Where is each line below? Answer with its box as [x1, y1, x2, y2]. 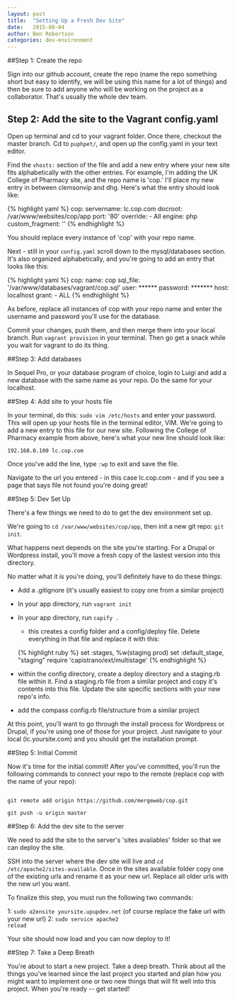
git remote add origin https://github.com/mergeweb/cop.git [7, 797, 189, 804]
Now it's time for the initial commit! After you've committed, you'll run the [7, 762, 221, 770]
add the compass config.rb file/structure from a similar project [17, 706, 200, 714]
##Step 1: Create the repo [7, 56, 83, 64]
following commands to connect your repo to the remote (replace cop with [7, 770, 224, 778]
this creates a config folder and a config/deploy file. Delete [28, 627, 200, 635]
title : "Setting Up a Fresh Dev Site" [7, 17, 125, 24]
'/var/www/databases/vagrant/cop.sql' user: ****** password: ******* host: [7, 283, 229, 291]
